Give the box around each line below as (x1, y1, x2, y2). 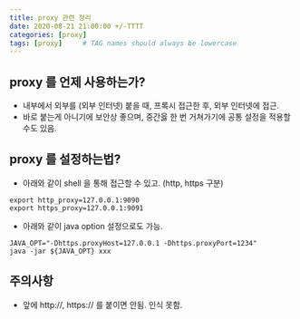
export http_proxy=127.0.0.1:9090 (9, 196, 140, 205)
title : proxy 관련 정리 (9, 13, 92, 23)
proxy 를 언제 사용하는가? (9, 74, 146, 90)
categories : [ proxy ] (9, 30, 88, 39)
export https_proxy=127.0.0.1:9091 (9, 203, 144, 213)
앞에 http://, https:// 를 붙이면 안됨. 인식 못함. (22, 299, 183, 310)
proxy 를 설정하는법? (9, 151, 121, 168)
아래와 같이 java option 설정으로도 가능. (22, 220, 163, 231)
